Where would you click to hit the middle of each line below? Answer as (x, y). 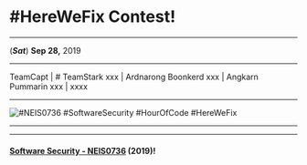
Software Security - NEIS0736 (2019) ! (83, 150)
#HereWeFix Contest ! (93, 17)
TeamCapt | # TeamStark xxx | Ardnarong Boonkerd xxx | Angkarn (134, 77)
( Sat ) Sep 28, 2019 (45, 50)
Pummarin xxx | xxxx (49, 86)
